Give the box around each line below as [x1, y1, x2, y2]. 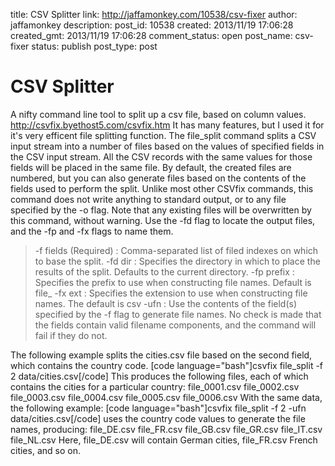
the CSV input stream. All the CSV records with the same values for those [10, 150, 313, 163]
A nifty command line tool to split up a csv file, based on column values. [10, 108, 307, 120]
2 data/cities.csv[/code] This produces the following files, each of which [10, 370, 309, 382]
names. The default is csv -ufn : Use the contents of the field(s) [34, 297, 298, 309]
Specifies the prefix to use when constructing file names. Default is [34, 276, 312, 288]
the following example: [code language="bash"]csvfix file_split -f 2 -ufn [10, 402, 307, 414]
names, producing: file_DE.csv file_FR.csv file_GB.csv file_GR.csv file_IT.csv [10, 423, 323, 435]
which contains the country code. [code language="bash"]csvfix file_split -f [10, 359, 324, 371]
